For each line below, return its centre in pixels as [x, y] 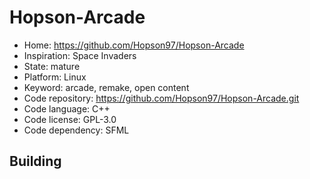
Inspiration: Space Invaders [80, 55]
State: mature [52, 66]
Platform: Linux [55, 77]
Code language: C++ [67, 108]
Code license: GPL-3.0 [70, 119]
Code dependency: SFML [76, 130]
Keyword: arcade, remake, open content [106, 87]
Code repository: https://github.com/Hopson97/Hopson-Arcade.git [161, 98]
